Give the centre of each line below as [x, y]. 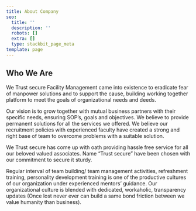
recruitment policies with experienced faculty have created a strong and [93, 130]
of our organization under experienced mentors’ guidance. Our [82, 183]
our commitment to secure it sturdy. [49, 160]
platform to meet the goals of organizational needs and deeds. [81, 99]
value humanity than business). [44, 202]
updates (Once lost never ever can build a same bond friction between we [95, 196]
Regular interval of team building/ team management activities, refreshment [97, 171]
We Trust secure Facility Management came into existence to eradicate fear [97, 87]
